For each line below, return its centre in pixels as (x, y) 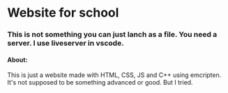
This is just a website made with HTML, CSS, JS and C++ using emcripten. (114, 75)
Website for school (63, 13)
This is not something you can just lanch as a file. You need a (112, 35)
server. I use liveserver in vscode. (66, 43)
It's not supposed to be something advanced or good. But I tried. (100, 83)
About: (17, 60)
